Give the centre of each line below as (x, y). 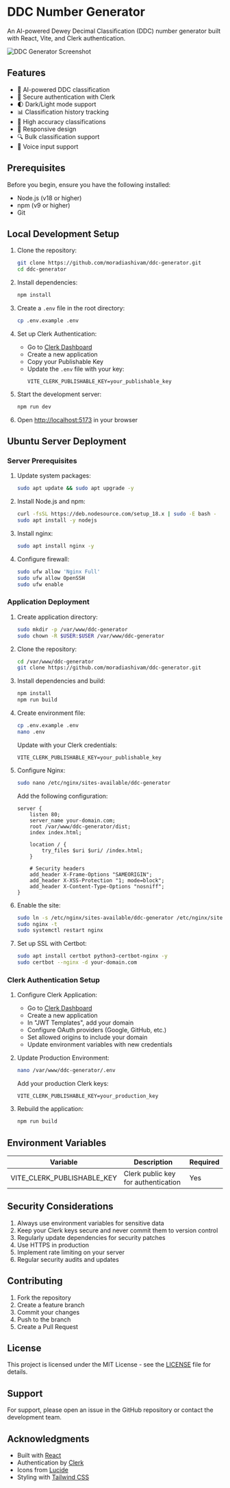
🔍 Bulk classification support (58, 136)
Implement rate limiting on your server (71, 1252)
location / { (48, 844)
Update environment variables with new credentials (100, 1045)
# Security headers (57, 868)
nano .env (31, 732)
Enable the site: (39, 905)
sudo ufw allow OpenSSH (51, 578)
